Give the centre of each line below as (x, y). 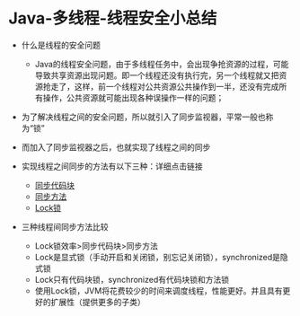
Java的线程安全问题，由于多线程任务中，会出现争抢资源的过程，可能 (162, 64)
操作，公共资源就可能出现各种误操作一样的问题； (133, 97)
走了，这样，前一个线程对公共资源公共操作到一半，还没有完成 (165, 86)
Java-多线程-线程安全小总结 (113, 18)
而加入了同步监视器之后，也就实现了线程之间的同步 (116, 147)
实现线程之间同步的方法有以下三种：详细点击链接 (112, 166)
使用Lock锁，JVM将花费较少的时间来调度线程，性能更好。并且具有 (159, 290)
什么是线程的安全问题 (61, 45)
